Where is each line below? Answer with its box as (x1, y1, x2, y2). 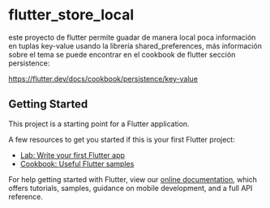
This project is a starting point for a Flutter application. (8, 119, 190, 129)
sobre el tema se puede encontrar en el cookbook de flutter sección (8, 49, 236, 59)
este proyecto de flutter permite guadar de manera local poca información (8, 32, 256, 42)
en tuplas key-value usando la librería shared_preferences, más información (8, 40, 262, 50)
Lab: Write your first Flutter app (19, 150, 126, 159)
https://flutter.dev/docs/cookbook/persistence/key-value (8, 74, 199, 83)
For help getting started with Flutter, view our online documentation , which (8, 174, 258, 184)
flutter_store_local (8, 6, 135, 24)
